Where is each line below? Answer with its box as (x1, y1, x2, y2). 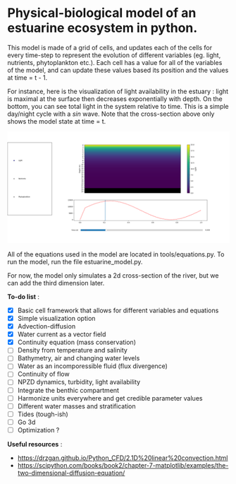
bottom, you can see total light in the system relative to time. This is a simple (7, 102, 229, 110)
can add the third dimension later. (7, 278, 105, 287)
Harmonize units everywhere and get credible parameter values (17, 394, 203, 402)
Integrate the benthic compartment (17, 386, 120, 394)
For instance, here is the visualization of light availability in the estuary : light (7, 87, 229, 95)
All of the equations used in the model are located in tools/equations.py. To (7, 249, 225, 259)
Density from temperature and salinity (17, 346, 128, 355)
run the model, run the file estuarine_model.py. (7, 257, 143, 266)
